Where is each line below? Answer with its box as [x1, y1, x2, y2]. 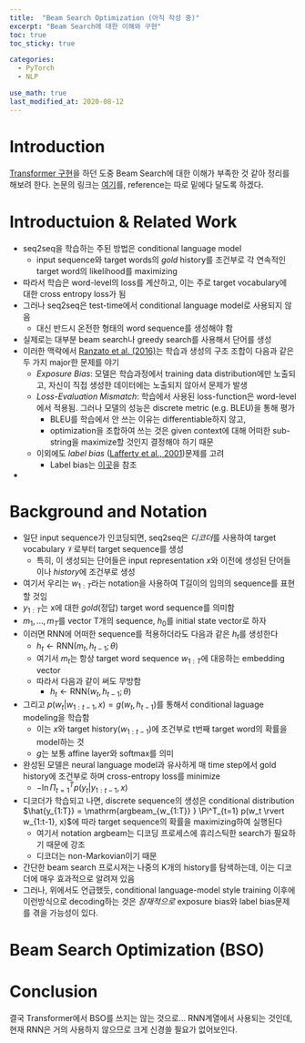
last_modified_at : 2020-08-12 [9, 97, 125, 106]
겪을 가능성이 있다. [32, 907, 98, 918]
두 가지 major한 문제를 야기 [22, 356, 120, 367]
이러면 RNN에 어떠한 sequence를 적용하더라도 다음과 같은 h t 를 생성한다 [22, 628, 279, 641]
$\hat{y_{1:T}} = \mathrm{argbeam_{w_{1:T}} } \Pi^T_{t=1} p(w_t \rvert [22, 805, 285, 816]
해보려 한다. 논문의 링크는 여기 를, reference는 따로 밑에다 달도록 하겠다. [9, 179, 264, 189]
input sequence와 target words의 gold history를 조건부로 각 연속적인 [36, 254, 287, 265]
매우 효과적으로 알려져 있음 [39, 874, 135, 885]
